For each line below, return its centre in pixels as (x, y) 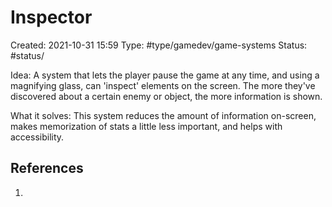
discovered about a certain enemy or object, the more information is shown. (166, 96)
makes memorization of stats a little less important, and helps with (146, 126)
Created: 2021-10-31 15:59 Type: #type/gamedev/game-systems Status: (159, 45)
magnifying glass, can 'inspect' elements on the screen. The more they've (163, 85)
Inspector (51, 17)
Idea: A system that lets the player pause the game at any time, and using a (165, 75)
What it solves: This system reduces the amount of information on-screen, (163, 115)
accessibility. (37, 137)
